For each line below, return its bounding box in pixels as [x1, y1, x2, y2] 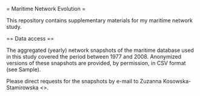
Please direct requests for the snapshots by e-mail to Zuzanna [6, 78, 162, 85]
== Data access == [6, 35, 55, 42]
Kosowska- [162, 78, 192, 85]
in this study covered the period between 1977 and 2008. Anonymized [6, 53, 182, 60]
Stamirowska [6, 84, 39, 91]
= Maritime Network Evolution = [6, 5, 86, 12]
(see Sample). [6, 66, 41, 73]
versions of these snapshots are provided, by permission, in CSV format [6, 60, 186, 66]
